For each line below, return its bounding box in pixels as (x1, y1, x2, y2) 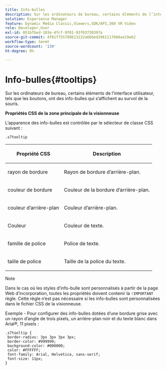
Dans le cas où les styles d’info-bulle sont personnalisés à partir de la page (5, 285, 158, 291)
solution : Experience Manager (5, 16, 68, 21)
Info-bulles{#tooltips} (5, 74, 97, 85)
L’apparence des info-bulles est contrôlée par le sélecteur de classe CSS (5, 120, 154, 126)
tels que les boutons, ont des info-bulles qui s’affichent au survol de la (5, 96, 148, 102)
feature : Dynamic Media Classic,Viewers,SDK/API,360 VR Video (5, 21, 136, 26)
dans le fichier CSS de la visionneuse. (5, 301, 83, 307)
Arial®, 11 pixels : (5, 321, 39, 327)
